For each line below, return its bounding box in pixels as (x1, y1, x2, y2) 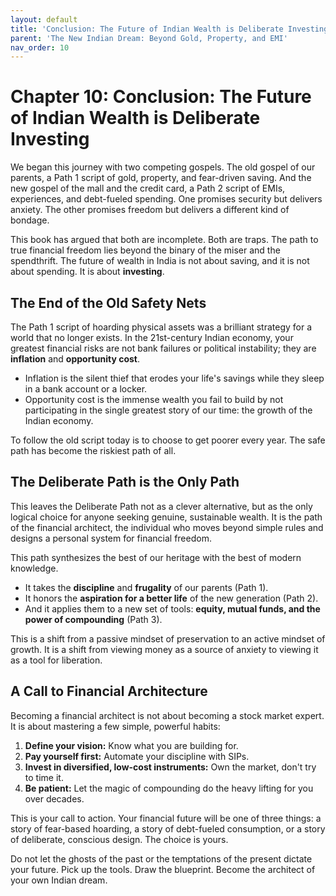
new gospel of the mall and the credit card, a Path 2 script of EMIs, (10, 182, 286, 195)
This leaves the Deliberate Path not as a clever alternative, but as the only (10, 500, 313, 512)
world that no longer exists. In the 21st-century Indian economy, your (10, 332, 294, 343)
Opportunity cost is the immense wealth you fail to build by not (24, 394, 284, 405)
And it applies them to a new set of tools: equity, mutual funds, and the (24, 602, 321, 615)
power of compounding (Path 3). (24, 613, 163, 625)
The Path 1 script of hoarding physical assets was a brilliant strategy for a (10, 321, 313, 333)
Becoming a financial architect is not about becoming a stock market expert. (10, 709, 325, 721)
